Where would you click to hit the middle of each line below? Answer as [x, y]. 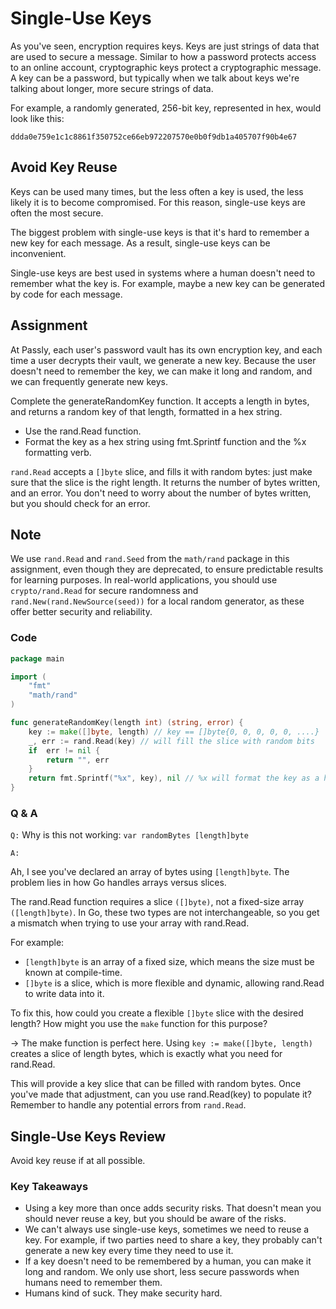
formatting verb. [58, 452]
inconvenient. [38, 253]
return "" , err [78, 760]
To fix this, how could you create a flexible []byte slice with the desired [157, 1013]
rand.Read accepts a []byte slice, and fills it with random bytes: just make [161, 471]
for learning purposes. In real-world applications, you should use [144, 580]
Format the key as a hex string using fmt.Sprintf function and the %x [165, 441]
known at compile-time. [73, 973]
